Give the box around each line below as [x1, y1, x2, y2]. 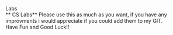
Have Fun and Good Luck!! [5, 23, 70, 30]
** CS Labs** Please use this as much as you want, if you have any [5, 11, 167, 18]
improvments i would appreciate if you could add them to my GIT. [5, 17, 163, 24]
